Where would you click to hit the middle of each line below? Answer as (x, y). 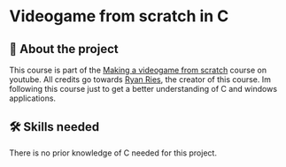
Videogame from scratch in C (119, 16)
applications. (32, 98)
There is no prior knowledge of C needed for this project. (113, 153)
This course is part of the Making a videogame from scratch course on (138, 70)
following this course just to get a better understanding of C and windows (143, 89)
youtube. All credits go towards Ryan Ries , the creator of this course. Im (140, 80)
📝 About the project (64, 49)
